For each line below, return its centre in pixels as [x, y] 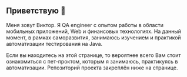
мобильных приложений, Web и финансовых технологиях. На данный [93, 31]
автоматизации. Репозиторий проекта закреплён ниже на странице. [92, 68]
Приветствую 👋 [36, 11]
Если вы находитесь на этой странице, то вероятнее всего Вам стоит [93, 55]
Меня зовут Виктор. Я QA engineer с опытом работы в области [85, 25]
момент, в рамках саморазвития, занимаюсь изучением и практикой [93, 37]
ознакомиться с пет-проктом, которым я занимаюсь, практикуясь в [92, 61]
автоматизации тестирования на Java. [54, 43]
